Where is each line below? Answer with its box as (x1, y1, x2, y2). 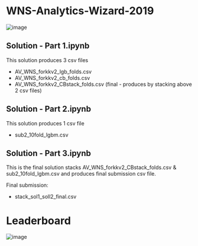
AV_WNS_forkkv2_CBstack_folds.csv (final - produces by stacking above (14, 80, 192, 88)
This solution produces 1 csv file (6, 119, 85, 127)
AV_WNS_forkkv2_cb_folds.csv (14, 74, 90, 81)
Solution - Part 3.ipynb (6, 148, 92, 158)
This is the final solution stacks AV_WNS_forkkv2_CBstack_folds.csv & (6, 164, 177, 171)
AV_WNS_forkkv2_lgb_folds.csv (14, 68, 92, 75)
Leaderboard (6, 214, 71, 227)
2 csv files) (14, 87, 43, 94)
